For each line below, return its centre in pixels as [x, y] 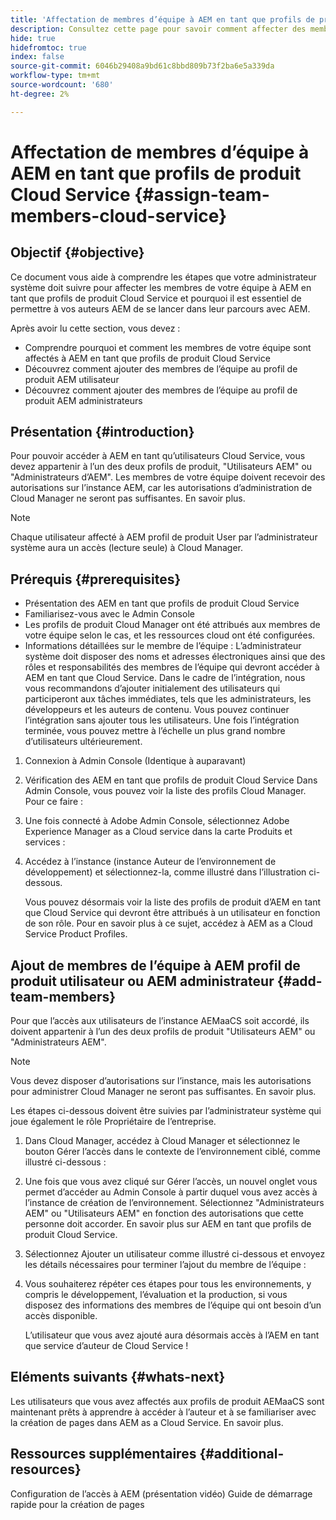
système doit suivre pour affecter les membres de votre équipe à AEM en [161, 287]
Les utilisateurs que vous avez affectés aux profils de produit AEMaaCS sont [167, 1401]
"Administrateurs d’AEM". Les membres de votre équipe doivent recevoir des [168, 477]
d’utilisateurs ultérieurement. [83, 742]
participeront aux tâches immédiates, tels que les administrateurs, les [168, 699]
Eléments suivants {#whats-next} [118, 1377]
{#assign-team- [202, 194]
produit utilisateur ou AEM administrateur [142, 981]
